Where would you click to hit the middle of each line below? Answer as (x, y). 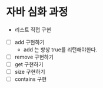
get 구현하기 (29, 64)
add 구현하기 (30, 42)
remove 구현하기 (34, 57)
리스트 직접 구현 (33, 30)
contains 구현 (31, 79)
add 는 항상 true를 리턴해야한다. (60, 50)
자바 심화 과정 (37, 12)
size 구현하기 (30, 72)
